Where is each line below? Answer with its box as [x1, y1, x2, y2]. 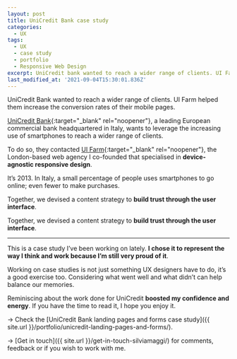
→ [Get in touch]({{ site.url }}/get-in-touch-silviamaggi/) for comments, [7, 336, 214, 345]
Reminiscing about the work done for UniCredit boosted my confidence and [7, 294, 229, 302]
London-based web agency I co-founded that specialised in [7, 153, 181, 161]
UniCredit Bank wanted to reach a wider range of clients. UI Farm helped [7, 95, 219, 104]
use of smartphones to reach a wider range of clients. [7, 131, 164, 140]
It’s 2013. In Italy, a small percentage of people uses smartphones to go [7, 174, 214, 182]
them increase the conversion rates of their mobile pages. [7, 103, 176, 112]
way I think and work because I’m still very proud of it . [7, 252, 169, 260]
